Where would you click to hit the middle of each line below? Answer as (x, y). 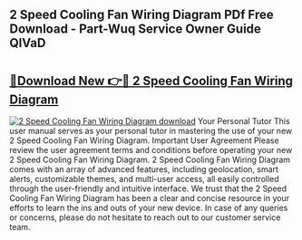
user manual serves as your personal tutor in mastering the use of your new (151, 131)
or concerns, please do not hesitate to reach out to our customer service (145, 217)
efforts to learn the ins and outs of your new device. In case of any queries (149, 208)
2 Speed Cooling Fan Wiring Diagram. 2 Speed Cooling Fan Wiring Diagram (150, 159)
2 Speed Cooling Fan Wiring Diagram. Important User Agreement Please (144, 140)
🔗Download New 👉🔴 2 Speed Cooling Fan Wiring (151, 81)
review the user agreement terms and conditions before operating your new (151, 150)
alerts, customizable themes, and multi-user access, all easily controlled (144, 179)
